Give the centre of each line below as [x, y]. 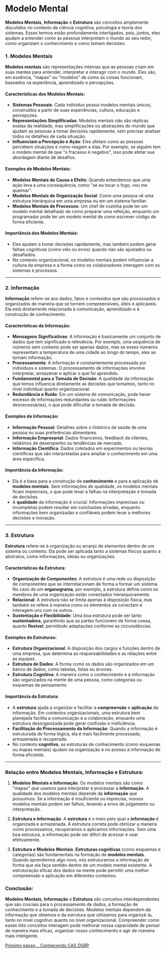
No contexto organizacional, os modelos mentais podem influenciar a [83, 260]
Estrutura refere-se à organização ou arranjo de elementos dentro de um [80, 546]
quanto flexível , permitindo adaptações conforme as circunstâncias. [82, 626]
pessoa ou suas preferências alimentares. [55, 433]
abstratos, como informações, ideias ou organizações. [61, 557]
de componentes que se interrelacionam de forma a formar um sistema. [85, 584]
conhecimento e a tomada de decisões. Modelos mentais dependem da [78, 910]
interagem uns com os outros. [43, 610]
